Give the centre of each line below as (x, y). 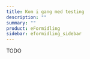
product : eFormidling (33, 28)
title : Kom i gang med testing (45, 12)
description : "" (26, 17)
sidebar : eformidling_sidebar (44, 34)
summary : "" (21, 23)
